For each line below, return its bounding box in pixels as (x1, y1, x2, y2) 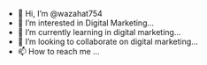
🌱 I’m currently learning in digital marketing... (17, 27, 181, 37)
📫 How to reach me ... (17, 47, 100, 56)
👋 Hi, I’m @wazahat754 (17, 9, 103, 18)
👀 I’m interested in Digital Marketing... (17, 18, 155, 28)
